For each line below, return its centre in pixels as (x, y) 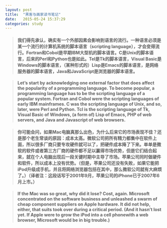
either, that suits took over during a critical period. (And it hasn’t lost (89, 209)
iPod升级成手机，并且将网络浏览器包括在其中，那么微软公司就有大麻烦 (89, 169)
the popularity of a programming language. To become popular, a (86, 88)
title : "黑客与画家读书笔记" (33, 14)
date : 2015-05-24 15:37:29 (35, 19)
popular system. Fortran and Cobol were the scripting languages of (88, 99)
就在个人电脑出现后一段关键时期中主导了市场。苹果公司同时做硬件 (94, 157)
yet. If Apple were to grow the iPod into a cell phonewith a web (83, 215)
